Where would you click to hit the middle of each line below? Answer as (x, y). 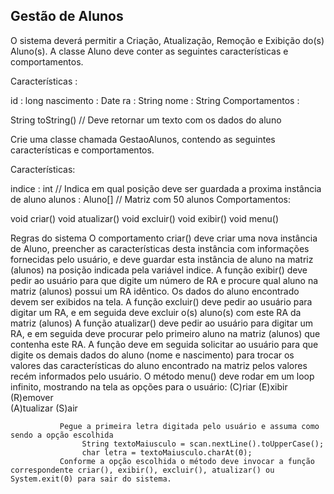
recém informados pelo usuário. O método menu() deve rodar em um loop (162, 376)
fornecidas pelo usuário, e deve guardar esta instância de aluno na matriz (162, 259)
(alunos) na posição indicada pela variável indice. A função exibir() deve (159, 270)
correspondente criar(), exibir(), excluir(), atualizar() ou (142, 470)
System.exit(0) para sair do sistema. (91, 479)
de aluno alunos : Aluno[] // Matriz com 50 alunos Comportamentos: (151, 199)
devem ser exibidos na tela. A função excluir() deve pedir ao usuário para (161, 301)
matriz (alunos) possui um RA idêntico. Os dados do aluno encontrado (155, 291)
